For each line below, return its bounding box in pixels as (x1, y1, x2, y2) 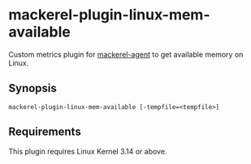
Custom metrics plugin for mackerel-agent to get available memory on (8, 49, 244, 59)
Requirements (8, 125, 81, 139)
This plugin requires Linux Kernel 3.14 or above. (8, 146, 167, 156)
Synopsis (8, 82, 57, 95)
